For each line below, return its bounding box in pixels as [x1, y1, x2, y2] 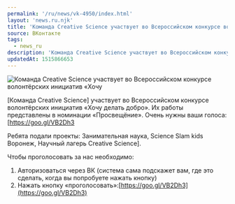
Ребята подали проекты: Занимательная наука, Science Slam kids [7, 131, 204, 140]
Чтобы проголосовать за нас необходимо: [7, 152, 134, 161]
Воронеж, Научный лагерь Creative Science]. [7, 139, 142, 147]
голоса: [204, 110, 227, 119]
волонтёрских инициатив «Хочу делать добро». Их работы [7, 103, 184, 112]
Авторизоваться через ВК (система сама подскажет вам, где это [17, 166, 214, 175]
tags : [7, 36, 23, 43]
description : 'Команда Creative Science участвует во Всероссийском [7, 50, 211, 57]
